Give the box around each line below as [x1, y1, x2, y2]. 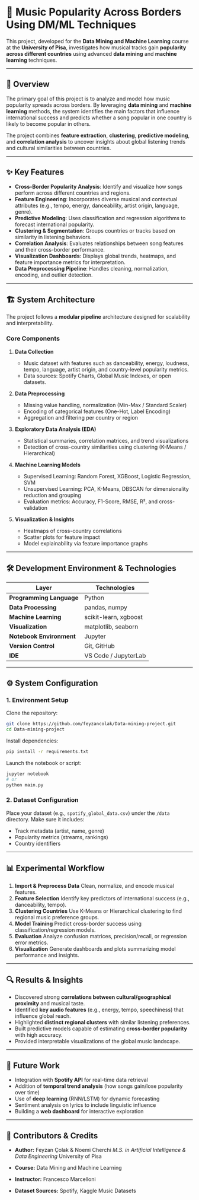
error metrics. [14, 939, 49, 946]
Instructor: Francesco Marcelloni [14, 1175, 96, 1183]
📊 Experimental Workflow [6, 864, 105, 874]
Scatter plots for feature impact [23, 534, 101, 541]
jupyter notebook [6, 771, 49, 777]
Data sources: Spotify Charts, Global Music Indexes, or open [23, 372, 172, 379]
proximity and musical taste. [14, 1000, 85, 1007]
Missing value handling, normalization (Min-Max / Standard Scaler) [23, 401, 187, 408]
